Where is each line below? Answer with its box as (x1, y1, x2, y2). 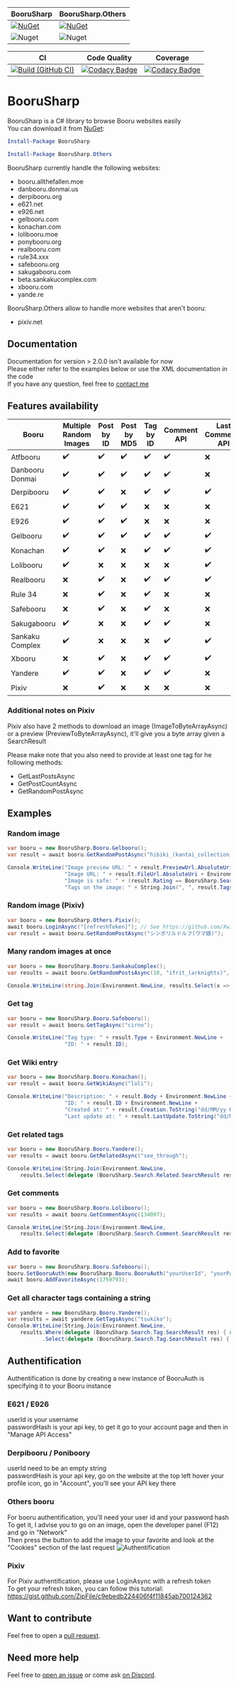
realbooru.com (17, 244, 61, 254)
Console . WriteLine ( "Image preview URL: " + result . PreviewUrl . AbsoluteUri (7, 864, 233, 871)
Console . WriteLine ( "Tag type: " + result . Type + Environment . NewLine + (7, 1034, 223, 1041)
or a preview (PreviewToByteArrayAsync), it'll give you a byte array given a (7, 729, 225, 737)
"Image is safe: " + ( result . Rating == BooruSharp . (64, 877, 220, 884)
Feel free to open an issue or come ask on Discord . (7, 1670, 157, 1679)
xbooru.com (17, 283, 54, 291)
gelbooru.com (17, 215, 59, 223)
